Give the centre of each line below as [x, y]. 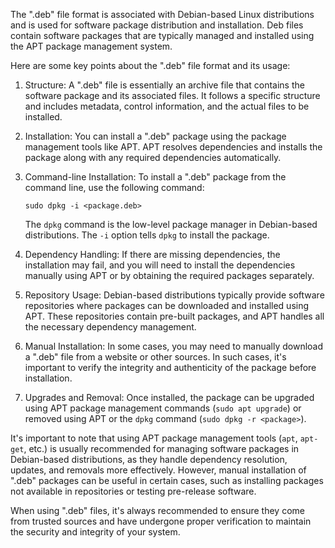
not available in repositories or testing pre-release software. [133, 491]
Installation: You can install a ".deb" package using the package [155, 136]
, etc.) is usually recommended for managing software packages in [161, 448]
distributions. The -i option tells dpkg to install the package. [147, 235]
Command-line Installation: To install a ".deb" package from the [155, 177]
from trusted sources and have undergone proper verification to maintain [161, 521]
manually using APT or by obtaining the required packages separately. [169, 275]
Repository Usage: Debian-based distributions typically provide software [174, 295]
